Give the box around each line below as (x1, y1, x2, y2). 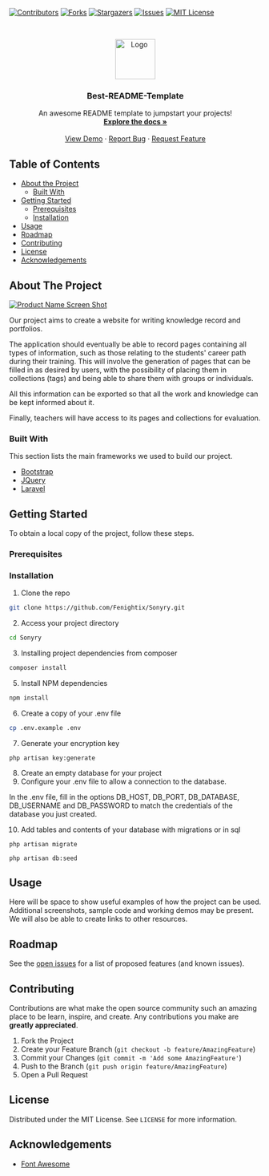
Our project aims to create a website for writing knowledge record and (9, 315, 241, 325)
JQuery (20, 476, 46, 485)
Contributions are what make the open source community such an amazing (9, 1004, 257, 1013)
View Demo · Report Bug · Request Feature (64, 134, 207, 144)
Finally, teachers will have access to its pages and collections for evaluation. (9, 413, 261, 423)
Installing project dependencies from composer (20, 648, 178, 658)
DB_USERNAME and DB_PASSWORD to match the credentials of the (9, 801, 233, 810)
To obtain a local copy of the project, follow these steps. (9, 529, 195, 538)
